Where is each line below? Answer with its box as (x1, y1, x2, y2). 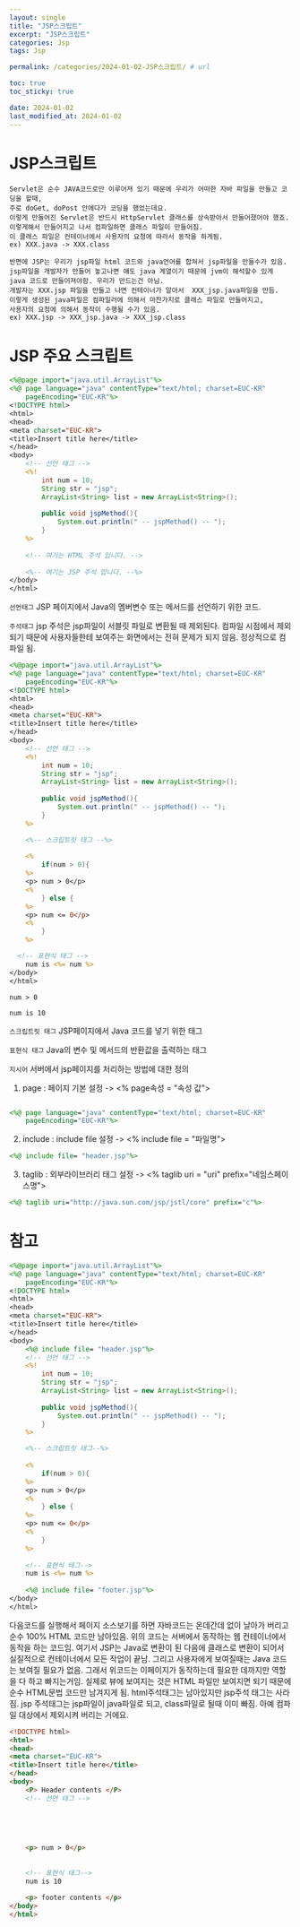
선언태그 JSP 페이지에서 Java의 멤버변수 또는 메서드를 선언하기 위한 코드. (9, 601, 261, 612)
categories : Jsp (9, 38, 70, 48)
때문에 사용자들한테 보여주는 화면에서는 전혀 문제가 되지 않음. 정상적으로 (25, 632, 278, 643)
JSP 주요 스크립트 (9, 346, 133, 366)
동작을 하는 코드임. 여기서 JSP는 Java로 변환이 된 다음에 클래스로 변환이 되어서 (9, 1642, 285, 1653)
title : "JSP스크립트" (9, 22, 82, 30)
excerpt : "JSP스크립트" (9, 30, 91, 39)
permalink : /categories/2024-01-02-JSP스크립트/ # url (9, 63, 210, 72)
